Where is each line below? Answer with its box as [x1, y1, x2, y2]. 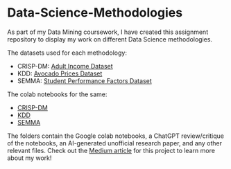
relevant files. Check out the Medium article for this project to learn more [7, 146, 215, 154]
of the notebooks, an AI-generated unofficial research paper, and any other [7, 139, 222, 147]
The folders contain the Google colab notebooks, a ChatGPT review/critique [7, 132, 224, 140]
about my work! [7, 154, 52, 162]
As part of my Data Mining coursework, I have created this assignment [7, 28, 209, 36]
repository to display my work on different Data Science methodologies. [7, 35, 213, 43]
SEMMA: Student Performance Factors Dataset [17, 76, 152, 84]
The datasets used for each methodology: [7, 48, 127, 57]
